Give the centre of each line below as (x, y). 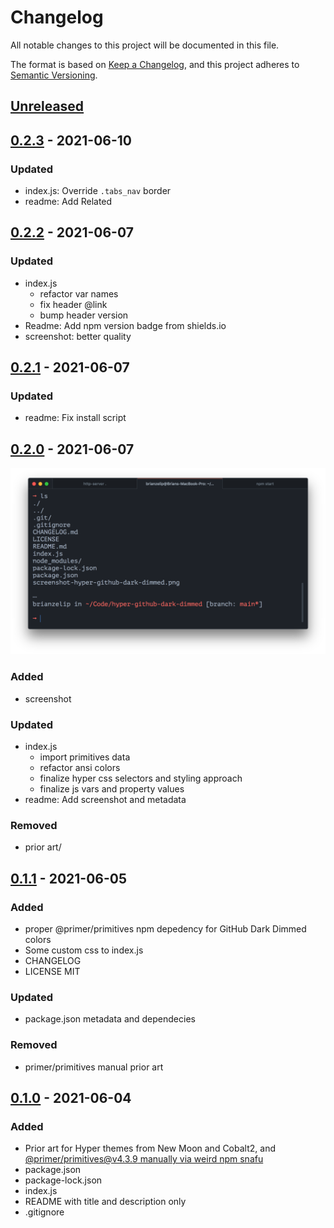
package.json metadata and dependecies (110, 1019)
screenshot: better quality (78, 336)
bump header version (84, 315)
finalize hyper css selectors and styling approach (141, 778)
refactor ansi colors (80, 768)
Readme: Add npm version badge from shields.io (125, 325)
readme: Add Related (68, 202)
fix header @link (73, 304)
